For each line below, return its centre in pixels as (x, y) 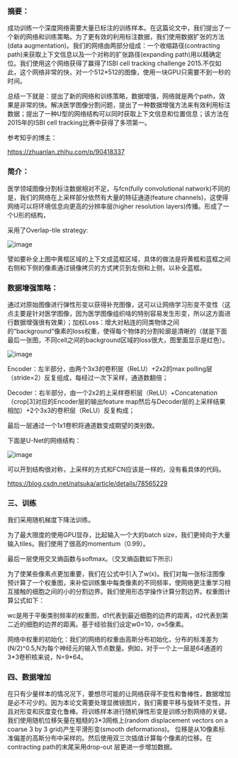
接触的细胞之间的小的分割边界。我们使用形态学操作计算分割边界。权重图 (119, 592)
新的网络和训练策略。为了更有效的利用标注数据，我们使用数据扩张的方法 (119, 37)
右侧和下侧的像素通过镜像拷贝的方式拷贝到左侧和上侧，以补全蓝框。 (107, 268)
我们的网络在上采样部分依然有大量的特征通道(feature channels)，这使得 (124, 197)
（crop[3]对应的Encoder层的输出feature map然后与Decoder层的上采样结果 (117, 401)
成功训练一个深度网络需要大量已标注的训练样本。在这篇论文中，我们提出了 (116, 28)
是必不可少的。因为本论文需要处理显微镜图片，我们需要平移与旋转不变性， (116, 703)
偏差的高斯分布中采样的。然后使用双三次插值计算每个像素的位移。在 (113, 738)
